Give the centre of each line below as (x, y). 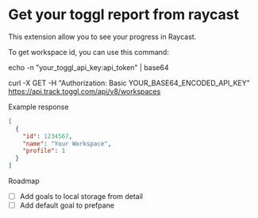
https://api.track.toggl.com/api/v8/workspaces (85, 91)
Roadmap (24, 181)
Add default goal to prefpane (67, 205)
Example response (39, 107)
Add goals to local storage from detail (81, 197)
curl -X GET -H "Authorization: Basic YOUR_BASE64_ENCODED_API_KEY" (129, 83)
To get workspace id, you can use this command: (89, 52)
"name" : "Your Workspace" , (67, 144)
